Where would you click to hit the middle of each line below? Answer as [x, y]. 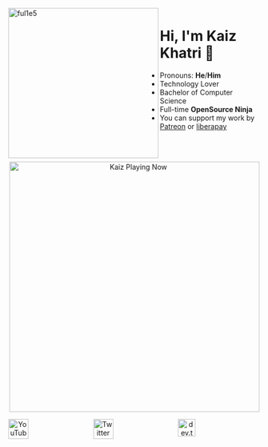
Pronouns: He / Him [190, 75]
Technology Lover [190, 83]
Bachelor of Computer [196, 92]
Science [173, 101]
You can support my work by [207, 118]
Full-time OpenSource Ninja [206, 109]
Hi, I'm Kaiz [198, 36]
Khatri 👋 [187, 53]
